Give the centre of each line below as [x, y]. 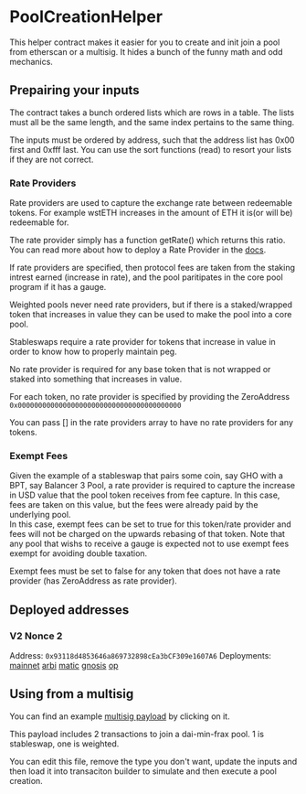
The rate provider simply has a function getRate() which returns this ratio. [148, 241]
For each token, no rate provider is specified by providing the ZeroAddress [150, 397]
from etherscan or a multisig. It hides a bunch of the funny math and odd [146, 51]
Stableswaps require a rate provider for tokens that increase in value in [142, 342]
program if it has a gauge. [58, 287]
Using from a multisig [72, 694]
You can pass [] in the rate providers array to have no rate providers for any [152, 423]
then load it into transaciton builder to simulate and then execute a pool [143, 771]
